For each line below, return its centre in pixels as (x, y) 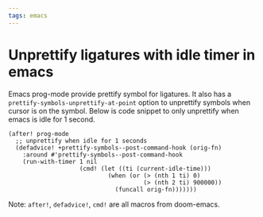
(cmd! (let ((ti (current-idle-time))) (145, 169)
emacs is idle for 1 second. (52, 119)
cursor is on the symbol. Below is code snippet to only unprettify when (124, 110)
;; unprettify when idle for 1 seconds (81, 141)
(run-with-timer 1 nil (60, 161)
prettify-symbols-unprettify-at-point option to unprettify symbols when (130, 102)
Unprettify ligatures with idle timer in (132, 54)
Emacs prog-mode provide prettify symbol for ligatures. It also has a (120, 94)
